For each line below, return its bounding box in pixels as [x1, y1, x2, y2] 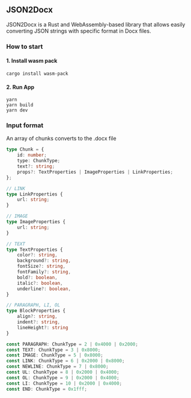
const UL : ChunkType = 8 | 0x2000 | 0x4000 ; [6, 369, 120, 376]
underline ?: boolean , [17, 286, 71, 292]
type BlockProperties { [6, 308, 66, 314]
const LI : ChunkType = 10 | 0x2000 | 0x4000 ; [6, 380, 122, 387]
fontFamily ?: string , [17, 269, 71, 275]
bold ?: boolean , [17, 274, 58, 280]
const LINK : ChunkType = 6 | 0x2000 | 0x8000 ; [6, 358, 125, 364]
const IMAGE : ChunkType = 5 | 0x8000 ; [6, 352, 103, 358]
